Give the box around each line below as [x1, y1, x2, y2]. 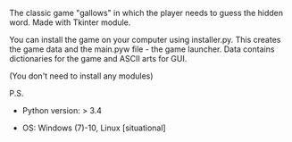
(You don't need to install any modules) [9, 71, 154, 81]
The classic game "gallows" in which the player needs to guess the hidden [9, 8, 284, 18]
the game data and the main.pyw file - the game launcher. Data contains [9, 44, 275, 54]
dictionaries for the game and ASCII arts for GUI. [9, 54, 188, 63]
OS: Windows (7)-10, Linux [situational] [21, 122, 167, 133]
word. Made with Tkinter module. [9, 17, 131, 28]
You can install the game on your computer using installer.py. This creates [9, 35, 281, 45]
